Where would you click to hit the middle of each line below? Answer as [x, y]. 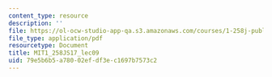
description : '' [36, 23]
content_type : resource [49, 16]
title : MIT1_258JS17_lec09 [54, 53]
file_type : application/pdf [56, 38]
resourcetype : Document [49, 46]
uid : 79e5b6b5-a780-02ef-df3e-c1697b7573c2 [83, 61]
